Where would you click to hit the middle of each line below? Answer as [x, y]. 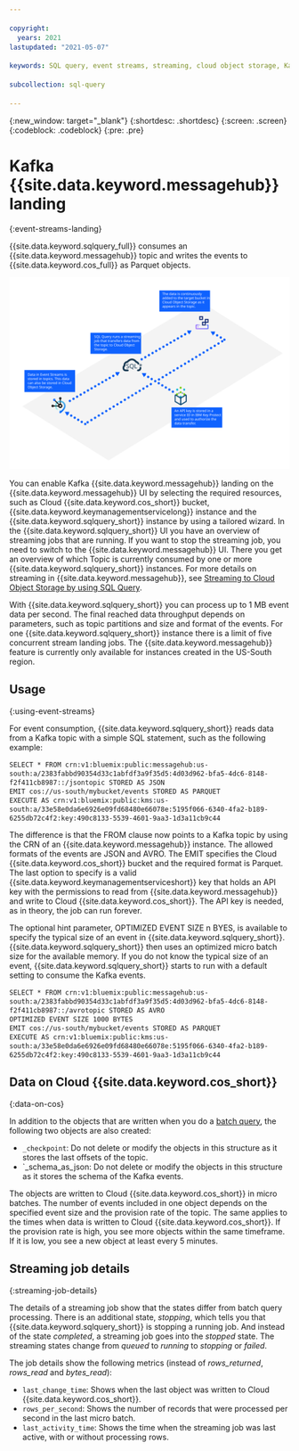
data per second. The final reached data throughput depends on [127, 614]
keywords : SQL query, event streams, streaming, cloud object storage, [145, 66]
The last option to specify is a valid [73, 873]
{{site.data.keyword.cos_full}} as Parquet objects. [100, 265]
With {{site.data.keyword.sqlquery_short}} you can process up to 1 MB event [149, 605]
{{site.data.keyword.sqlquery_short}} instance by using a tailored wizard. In [147, 521]
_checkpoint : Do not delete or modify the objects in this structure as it [149, 1148]
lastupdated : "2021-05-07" [59, 47]
